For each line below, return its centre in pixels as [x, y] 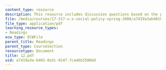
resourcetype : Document [30, 51]
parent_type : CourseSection [34, 46]
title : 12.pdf [20, 55]
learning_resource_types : [32, 28]
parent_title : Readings [30, 42]
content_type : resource [30, 10]
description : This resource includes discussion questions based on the [82, 14]
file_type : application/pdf [34, 23]
